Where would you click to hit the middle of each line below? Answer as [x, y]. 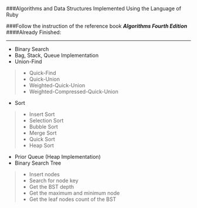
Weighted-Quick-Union [57, 85]
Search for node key [54, 180]
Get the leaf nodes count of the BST [73, 199]
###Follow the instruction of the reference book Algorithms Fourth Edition [97, 26]
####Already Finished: [34, 32]
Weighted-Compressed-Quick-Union [74, 91]
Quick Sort [42, 139]
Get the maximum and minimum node [74, 193]
